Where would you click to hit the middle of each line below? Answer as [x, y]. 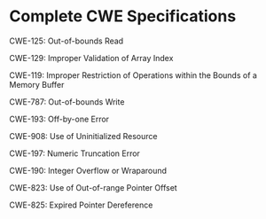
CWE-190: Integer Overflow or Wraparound [88, 170]
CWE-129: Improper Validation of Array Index [91, 58]
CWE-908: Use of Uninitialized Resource [83, 136]
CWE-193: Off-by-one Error [59, 119]
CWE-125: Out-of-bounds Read [66, 41]
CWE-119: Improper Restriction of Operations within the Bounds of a [133, 75]
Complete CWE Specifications [123, 16]
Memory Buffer [37, 84]
